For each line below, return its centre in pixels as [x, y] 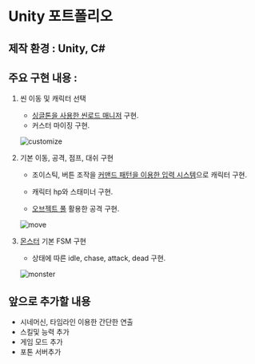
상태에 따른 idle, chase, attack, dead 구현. [99, 258]
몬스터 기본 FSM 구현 [53, 241]
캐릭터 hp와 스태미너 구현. [72, 192]
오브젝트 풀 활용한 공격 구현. [76, 209]
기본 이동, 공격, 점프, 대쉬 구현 [67, 158]
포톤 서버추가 [40, 352]
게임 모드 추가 [41, 342]
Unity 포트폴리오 [61, 16]
